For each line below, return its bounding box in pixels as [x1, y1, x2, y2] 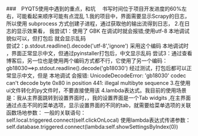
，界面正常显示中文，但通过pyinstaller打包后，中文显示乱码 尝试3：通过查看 [6, 50, 193, 56]
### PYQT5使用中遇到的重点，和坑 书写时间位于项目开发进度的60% [6, 5, 182, 12]
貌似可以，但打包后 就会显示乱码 [6, 35, 86, 42]
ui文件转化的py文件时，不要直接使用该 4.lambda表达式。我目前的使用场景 [6, 87, 187, 94]
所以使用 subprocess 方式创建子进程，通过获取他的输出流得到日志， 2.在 [6, 20, 185, 27]
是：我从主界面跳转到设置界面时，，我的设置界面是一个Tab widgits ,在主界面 [6, 94, 191, 101]
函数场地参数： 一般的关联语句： [6, 109, 86, 116]
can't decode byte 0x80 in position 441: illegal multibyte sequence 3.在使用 [6, 80, 191, 86]
